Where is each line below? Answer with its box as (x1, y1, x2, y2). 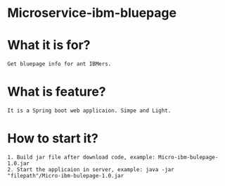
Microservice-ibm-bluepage (7, 5, 177, 21)
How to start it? (7, 130, 98, 147)
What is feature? (7, 84, 107, 100)
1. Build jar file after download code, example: (7, 154, 156, 161)
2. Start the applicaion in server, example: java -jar (7, 166, 174, 173)
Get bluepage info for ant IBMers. (7, 61, 112, 68)
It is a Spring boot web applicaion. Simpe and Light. (7, 107, 172, 114)
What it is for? (7, 37, 91, 54)
